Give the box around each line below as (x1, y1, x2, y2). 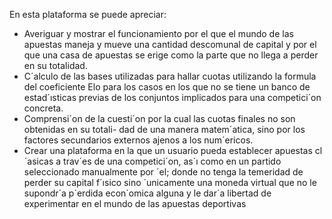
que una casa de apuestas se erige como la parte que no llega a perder (23, 49, 319, 61)
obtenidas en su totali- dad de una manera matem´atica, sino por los (23, 124, 306, 135)
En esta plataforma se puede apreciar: (9, 9, 167, 20)
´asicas (23, 155, 54, 167)
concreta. (23, 102, 64, 114)
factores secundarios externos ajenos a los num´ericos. (23, 134, 254, 146)
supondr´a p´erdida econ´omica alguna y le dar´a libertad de (23, 187, 272, 199)
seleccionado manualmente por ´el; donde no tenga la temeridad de (23, 166, 304, 178)
